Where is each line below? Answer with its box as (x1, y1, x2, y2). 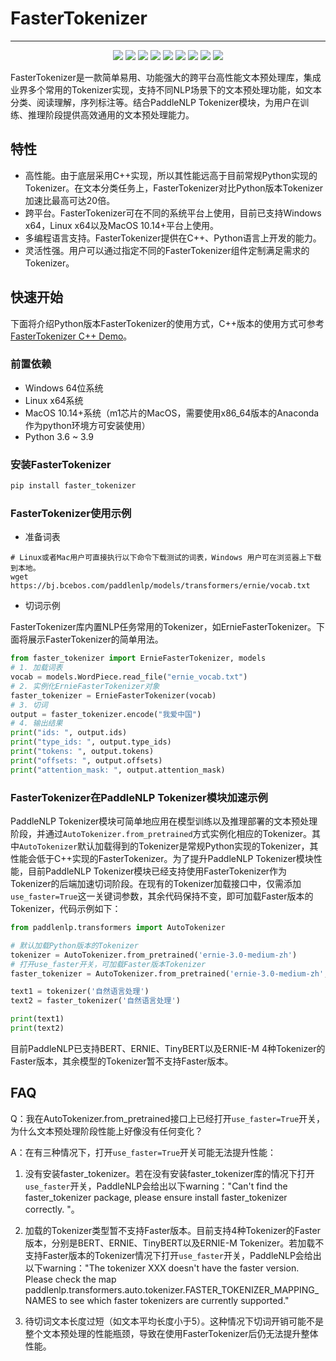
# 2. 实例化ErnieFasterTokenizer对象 (10, 681, 160, 691)
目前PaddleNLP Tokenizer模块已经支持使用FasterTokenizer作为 (27, 865, 288, 877)
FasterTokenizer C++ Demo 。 (10, 330, 133, 342)
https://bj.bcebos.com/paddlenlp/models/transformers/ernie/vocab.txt (10, 581, 311, 591)
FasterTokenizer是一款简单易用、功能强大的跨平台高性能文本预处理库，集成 (10, 71, 322, 83)
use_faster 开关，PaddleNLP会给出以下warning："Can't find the (24, 1180, 288, 1192)
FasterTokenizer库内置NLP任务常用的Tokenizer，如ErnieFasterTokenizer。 (10, 621, 317, 633)
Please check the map (24, 1273, 117, 1285)
